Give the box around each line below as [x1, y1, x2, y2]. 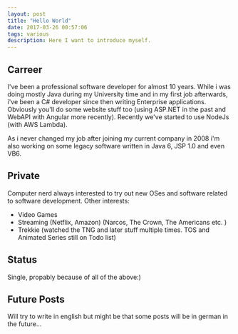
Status [7, 254, 38, 266]
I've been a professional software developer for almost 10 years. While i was [7, 82, 232, 91]
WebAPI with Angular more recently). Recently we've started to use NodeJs [7, 112, 229, 121]
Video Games [17, 210, 58, 218]
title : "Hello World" [7, 17, 72, 24]
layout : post [7, 10, 46, 18]
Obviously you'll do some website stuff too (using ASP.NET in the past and [7, 105, 227, 113]
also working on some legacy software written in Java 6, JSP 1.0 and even [7, 141, 225, 150]
